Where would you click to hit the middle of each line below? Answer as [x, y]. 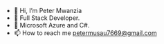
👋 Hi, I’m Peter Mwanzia [48, 11]
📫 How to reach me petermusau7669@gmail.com [85, 33]
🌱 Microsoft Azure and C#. [52, 25]
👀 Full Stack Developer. [47, 18]
